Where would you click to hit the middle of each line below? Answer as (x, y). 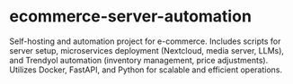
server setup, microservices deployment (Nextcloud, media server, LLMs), (147, 50)
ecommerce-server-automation (130, 17)
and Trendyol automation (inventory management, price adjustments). (139, 60)
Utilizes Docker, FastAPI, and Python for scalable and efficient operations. (146, 70)
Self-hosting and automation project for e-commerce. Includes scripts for (145, 41)
